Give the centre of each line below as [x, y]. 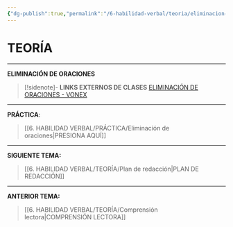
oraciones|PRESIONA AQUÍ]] [65, 135]
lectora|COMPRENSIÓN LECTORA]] [75, 217]
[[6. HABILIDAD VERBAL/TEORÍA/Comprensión [91, 210]
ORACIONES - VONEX [56, 94]
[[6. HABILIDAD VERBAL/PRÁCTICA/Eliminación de [97, 128]
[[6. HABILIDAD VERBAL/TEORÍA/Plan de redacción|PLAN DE [111, 169]
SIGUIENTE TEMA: [34, 155]
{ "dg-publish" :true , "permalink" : [55, 14]
